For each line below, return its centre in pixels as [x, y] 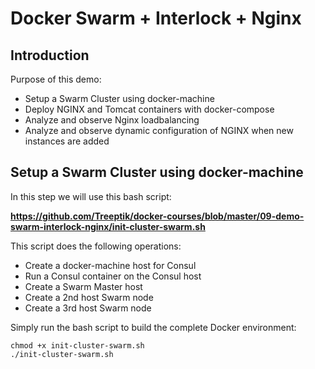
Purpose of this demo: [56, 79]
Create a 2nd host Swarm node [89, 297]
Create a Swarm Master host [83, 286]
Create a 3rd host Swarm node [88, 308]
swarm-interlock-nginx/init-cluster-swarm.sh [108, 226]
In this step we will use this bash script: [91, 196]
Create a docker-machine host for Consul [110, 265]
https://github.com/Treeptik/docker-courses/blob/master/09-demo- [157, 216]
